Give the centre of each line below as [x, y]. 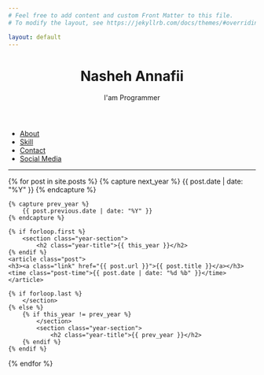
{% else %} [26, 308]
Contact [32, 150]
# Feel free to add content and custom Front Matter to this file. [121, 15]
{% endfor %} [31, 364]
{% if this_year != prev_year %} [77, 315]
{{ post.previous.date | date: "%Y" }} [88, 211]
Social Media [40, 159]
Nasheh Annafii [132, 76]
